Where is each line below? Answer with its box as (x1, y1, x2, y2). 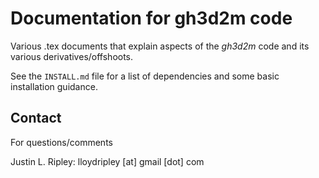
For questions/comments (10, 136, 113, 148)
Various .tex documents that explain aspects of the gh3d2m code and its (10, 40, 310, 52)
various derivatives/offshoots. (10, 50, 134, 62)
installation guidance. (10, 80, 98, 92)
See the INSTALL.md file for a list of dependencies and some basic (10, 70, 280, 82)
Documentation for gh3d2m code (10, 7, 293, 30)
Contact (10, 110, 62, 127)
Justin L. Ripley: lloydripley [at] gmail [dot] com (10, 155, 205, 167)
